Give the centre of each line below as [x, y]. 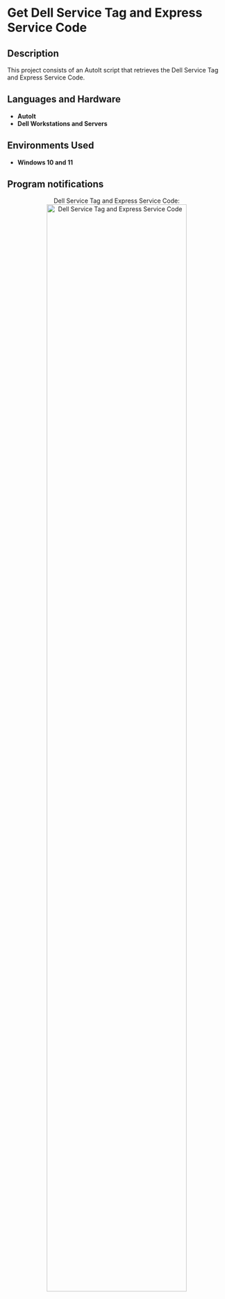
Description [33, 53]
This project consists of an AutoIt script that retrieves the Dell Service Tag [113, 70]
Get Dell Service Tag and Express [105, 13]
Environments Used [51, 145]
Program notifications [56, 184]
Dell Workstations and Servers [62, 123]
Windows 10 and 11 [45, 162]
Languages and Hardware [64, 99]
